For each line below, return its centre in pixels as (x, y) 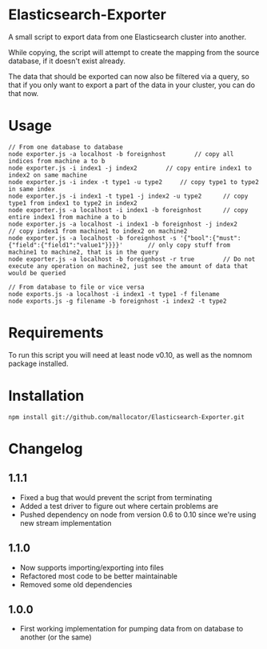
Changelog (46, 449)
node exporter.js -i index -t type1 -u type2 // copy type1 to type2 (134, 182)
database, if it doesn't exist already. (67, 61)
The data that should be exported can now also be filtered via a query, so (129, 76)
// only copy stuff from (189, 245)
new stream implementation (66, 523)
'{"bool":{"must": (210, 238)
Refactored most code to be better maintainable (99, 576)
